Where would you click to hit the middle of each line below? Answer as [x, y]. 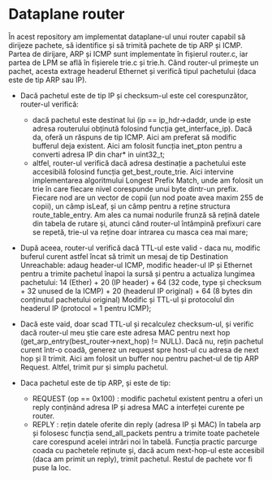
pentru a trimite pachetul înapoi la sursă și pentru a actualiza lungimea [138, 274]
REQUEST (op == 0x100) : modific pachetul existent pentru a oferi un [148, 398]
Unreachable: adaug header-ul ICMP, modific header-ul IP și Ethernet [136, 265]
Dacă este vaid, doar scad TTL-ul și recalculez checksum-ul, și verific [137, 324]
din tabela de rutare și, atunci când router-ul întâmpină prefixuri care [147, 223]
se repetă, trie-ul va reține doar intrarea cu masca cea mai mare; [140, 231]
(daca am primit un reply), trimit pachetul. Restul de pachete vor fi [142, 459]
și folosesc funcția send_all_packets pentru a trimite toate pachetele [146, 433]
